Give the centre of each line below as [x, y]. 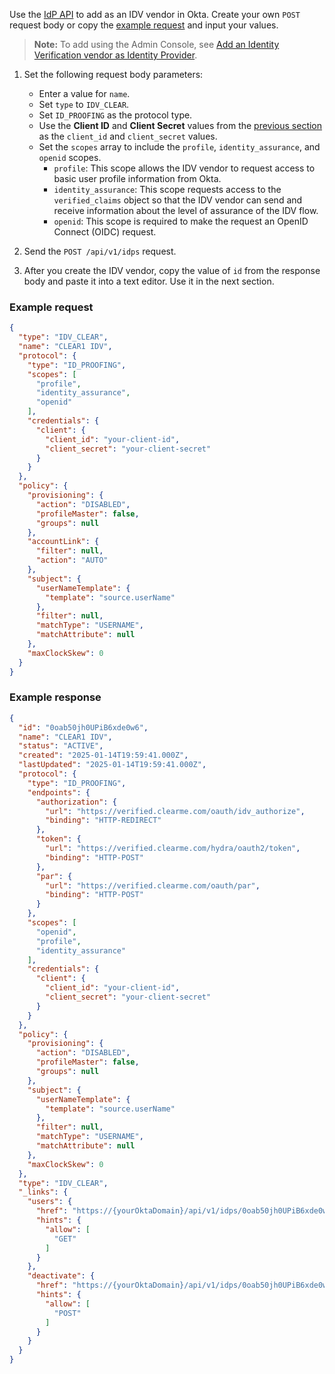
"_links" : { [43, 1192]
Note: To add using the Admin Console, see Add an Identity [156, 44]
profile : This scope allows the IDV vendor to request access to [184, 168]
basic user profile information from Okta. [137, 178]
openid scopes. [70, 157]
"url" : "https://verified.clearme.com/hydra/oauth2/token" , [173, 849]
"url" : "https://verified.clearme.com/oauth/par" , [153, 885]
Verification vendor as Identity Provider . [115, 55]
